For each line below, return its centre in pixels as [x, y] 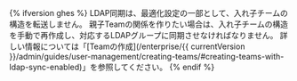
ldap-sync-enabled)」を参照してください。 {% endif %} [112, 67]
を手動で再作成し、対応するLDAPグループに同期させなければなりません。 [144, 35]
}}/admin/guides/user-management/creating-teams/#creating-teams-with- [147, 57]
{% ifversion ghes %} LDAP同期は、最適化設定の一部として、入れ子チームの [149, 13]
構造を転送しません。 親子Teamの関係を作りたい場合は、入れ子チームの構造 [149, 24]
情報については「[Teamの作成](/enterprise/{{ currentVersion [135, 46]
